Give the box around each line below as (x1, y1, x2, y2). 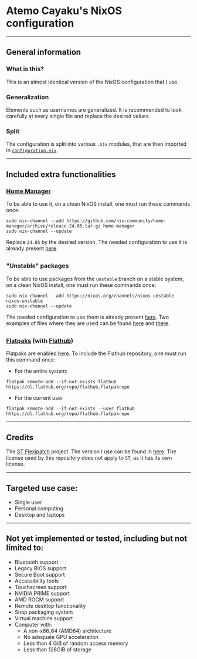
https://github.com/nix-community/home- (66, 218, 167, 224)
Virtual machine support (14, 614, 73, 621)
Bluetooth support (14, 558, 59, 566)
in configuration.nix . (6, 147, 59, 154)
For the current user (14, 394, 63, 402)
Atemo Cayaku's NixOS (6, 4, 122, 18)
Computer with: (14, 621, 53, 628)
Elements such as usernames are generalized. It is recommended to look (6, 106, 182, 113)
